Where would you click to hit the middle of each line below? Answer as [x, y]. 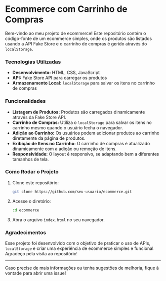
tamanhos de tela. [31, 159]
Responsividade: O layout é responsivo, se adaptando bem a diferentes [85, 154]
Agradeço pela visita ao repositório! [41, 253]
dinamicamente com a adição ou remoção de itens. [64, 149]
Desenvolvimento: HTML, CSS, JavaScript [56, 73]
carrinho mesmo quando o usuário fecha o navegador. [68, 127]
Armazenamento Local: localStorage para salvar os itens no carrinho [83, 83]
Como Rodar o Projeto [32, 172]
